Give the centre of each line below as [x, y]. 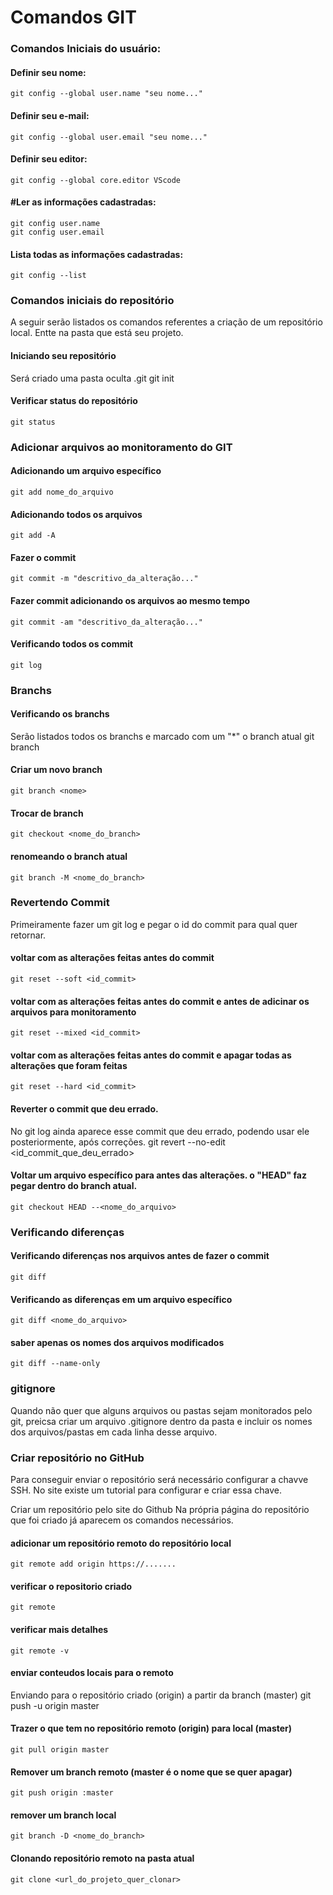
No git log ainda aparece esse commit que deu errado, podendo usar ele [160, 1131]
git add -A [33, 536]
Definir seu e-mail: [50, 115]
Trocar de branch [47, 813]
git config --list [48, 276]
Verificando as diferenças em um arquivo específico [121, 1299]
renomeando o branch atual [69, 856]
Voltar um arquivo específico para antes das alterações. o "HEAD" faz [158, 1175]
